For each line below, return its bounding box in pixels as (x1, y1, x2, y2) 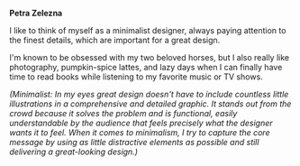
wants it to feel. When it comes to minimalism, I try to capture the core (9, 127, 270, 138)
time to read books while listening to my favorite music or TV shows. (9, 71, 263, 82)
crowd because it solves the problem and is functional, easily (9, 108, 238, 118)
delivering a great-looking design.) (9, 146, 138, 157)
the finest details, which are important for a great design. (9, 35, 221, 45)
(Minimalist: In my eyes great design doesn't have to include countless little (9, 89, 289, 99)
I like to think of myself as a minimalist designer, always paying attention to (9, 25, 286, 35)
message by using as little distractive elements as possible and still (9, 137, 259, 147)
